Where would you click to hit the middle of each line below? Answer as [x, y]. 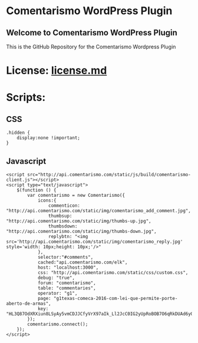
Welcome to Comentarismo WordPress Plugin [92, 33]
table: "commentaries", [67, 288]
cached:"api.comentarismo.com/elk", [82, 262]
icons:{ [47, 200]
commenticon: [64, 206]
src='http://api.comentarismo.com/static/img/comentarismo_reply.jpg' [95, 242]
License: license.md [57, 70]
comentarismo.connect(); [58, 324]
